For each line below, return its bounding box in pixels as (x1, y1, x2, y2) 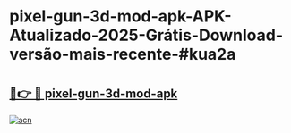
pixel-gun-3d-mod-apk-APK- (9, 6, 232, 27)
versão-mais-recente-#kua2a (9, 45, 236, 64)
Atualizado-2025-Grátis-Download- (9, 25, 284, 46)
